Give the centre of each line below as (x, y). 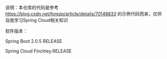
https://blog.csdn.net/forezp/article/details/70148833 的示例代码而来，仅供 (83, 14)
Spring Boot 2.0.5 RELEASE (34, 41)
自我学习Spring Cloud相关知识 (37, 20)
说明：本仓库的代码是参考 (32, 7)
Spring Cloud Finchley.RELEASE (38, 51)
